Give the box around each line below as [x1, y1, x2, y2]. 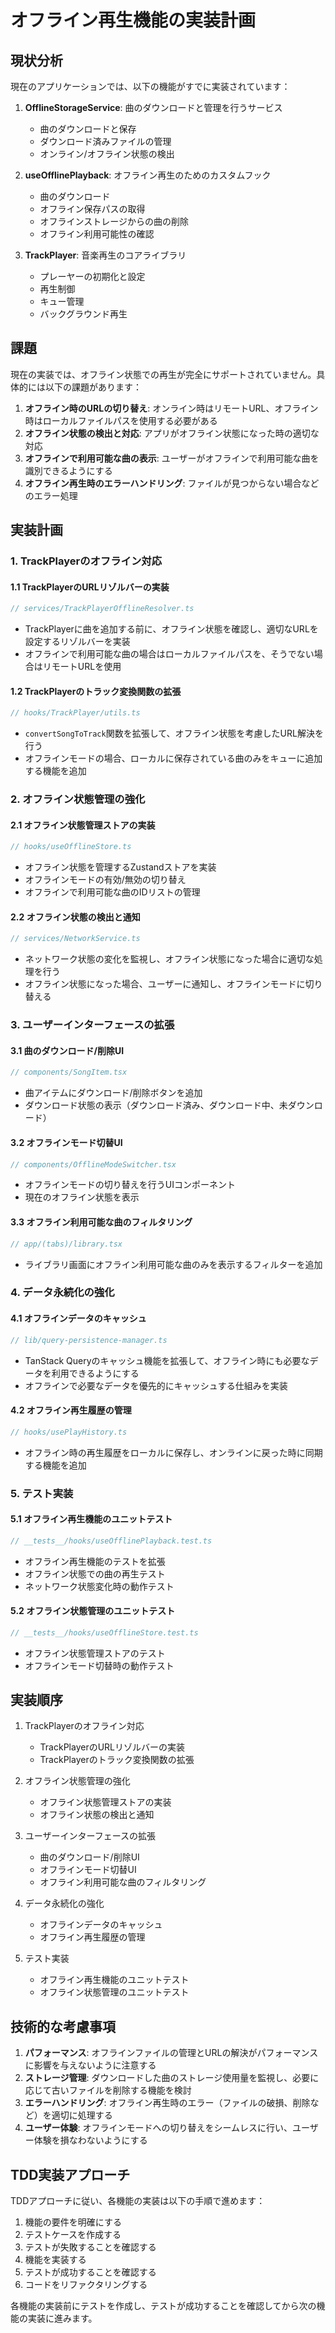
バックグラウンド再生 [39, 308, 128, 320]
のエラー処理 [24, 489, 78, 501]
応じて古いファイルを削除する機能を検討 [24, 2084, 192, 2096]
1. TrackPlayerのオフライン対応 [10, 554, 163, 568]
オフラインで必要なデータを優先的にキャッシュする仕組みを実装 [24, 1379, 288, 1391]
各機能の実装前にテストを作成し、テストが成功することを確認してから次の [10, 2300, 317, 2312]
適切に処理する [51, 2109, 113, 2121]
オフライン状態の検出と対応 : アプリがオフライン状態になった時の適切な [24, 427, 320, 439]
